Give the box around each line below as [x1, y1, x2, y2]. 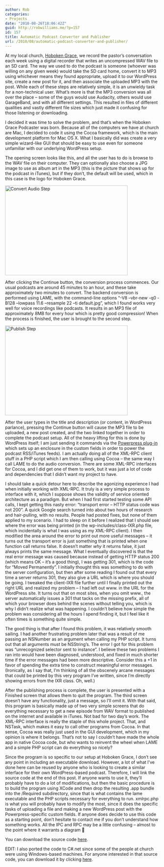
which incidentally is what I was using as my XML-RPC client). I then [5, 527, 142, 533]
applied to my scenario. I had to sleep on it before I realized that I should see [5, 517, 159, 523]
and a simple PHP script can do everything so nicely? [5, 744, 113, 750]
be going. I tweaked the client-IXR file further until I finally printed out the [5, 579, 153, 586]
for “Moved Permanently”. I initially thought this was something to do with [5, 564, 153, 570]
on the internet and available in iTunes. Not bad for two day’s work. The [5, 713, 149, 719]
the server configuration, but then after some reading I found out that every [5, 569, 157, 575]
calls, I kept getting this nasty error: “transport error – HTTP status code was [5, 501, 160, 507]
